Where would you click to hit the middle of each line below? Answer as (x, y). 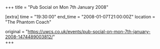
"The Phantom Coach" (28, 22)
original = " (17, 31)
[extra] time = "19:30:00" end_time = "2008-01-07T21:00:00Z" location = (80, 17)
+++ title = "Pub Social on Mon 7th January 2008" (57, 7)
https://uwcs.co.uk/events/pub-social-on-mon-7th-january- (89, 31)
